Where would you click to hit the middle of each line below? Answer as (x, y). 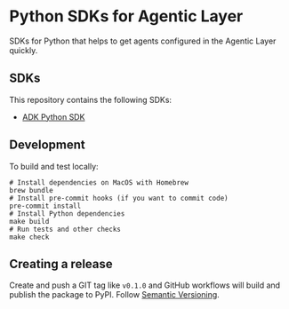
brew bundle (31, 190)
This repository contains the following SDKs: (90, 99)
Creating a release (61, 264)
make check (29, 237)
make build (29, 221)
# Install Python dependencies (67, 214)
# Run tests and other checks (65, 229)
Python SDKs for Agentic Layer (126, 16)
